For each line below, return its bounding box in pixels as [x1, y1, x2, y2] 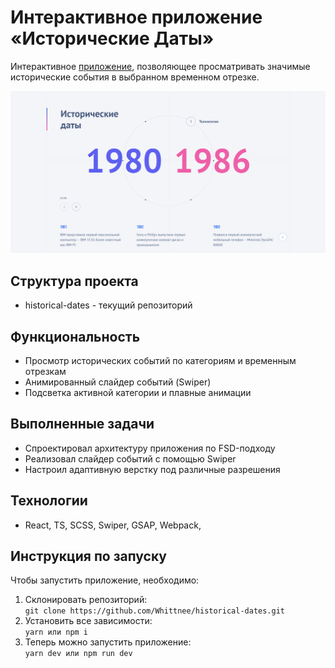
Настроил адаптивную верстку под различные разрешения [24, 463, 281, 475]
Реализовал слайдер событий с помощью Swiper [24, 452, 237, 465]
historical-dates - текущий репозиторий [24, 299, 193, 311]
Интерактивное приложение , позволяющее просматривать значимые [10, 60, 311, 72]
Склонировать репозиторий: [24, 594, 148, 606]
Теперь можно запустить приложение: [24, 636, 192, 648]
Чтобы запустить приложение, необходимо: [10, 574, 200, 586]
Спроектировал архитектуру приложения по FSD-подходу [24, 442, 276, 454]
